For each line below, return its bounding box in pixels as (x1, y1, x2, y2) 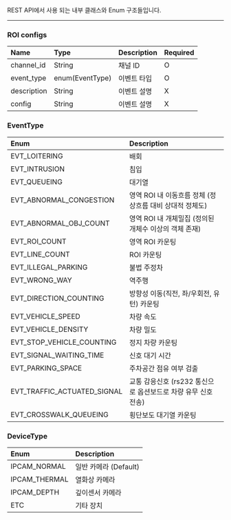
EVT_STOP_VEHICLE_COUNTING (10, 337, 117, 347)
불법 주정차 (129, 263, 164, 272)
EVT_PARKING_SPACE (10, 363, 82, 372)
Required (164, 48, 195, 57)
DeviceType (7, 431, 48, 441)
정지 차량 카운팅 (129, 337, 177, 347)
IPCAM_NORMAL (10, 461, 67, 471)
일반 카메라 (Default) (75, 461, 140, 471)
